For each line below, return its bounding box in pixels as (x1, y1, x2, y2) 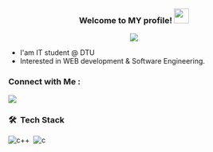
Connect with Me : (8, 76, 81, 88)
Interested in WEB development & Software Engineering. (19, 57, 206, 66)
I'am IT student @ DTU (19, 48, 95, 57)
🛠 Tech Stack (8, 114, 65, 125)
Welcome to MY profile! (78, 14, 173, 25)
